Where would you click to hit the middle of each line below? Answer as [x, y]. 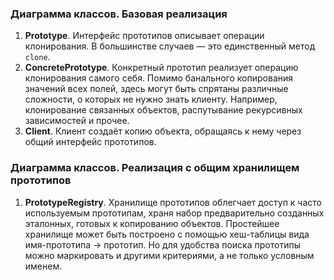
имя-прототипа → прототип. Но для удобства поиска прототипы [162, 244]
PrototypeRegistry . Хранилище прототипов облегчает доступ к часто [173, 202]
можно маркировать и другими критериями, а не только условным [169, 255]
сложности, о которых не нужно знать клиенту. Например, [151, 99]
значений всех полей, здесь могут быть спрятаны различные [156, 89]
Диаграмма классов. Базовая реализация [119, 14]
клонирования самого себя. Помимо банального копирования [159, 78]
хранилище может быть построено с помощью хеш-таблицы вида [167, 234]
